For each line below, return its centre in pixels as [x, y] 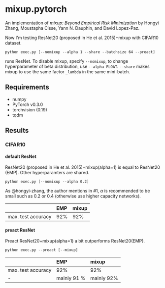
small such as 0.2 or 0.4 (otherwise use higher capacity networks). [73, 196]
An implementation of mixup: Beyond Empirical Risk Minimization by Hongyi [82, 23]
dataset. [14, 43]
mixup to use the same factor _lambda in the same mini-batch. [68, 72]
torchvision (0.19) [30, 109]
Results [17, 130]
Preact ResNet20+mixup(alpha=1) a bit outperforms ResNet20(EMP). [75, 241]
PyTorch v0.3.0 [28, 104]
